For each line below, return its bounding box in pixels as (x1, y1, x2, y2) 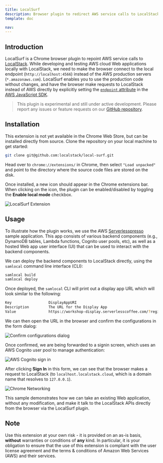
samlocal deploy (5, 277, 38, 282)
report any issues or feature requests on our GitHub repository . (16, 106, 143, 112)
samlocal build (5, 272, 36, 277)
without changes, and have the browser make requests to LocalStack (5, 81, 144, 87)
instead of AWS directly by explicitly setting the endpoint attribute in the (5, 87, 148, 93)
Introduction (5, 43, 44, 51)
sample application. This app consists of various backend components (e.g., (5, 233, 158, 239)
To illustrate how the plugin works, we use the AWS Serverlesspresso (5, 228, 144, 234)
